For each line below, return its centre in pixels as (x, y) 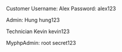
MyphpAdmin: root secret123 (41, 43)
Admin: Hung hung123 (33, 20)
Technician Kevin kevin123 (38, 31)
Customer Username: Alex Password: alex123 (61, 9)
